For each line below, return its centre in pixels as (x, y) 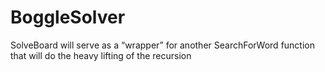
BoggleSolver (68, 17)
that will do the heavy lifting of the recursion (101, 55)
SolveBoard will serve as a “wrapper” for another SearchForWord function (162, 45)
